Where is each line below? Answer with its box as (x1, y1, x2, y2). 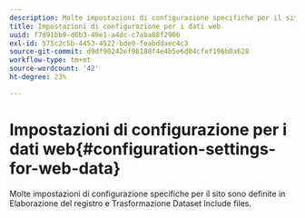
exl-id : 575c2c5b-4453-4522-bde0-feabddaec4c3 (9, 38, 189, 48)
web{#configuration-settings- (42, 138, 277, 159)
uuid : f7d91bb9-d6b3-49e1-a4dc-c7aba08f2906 (9, 30, 181, 39)
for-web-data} (9, 158, 121, 178)
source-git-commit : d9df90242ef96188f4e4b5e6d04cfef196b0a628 (9, 47, 250, 56)
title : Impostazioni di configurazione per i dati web (9, 22, 221, 31)
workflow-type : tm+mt (9, 55, 92, 64)
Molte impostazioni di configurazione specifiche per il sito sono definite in (9, 188, 286, 199)
